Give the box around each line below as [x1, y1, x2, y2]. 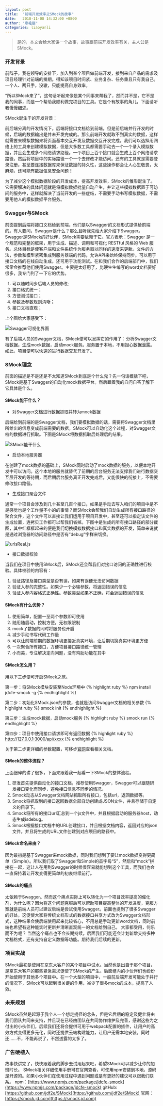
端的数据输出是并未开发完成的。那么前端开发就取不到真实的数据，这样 [17, 131, 158, 137]
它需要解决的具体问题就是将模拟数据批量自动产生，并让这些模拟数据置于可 [5, 184, 154, 190]
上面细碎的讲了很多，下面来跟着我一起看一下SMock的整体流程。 [5, 769, 134, 775]
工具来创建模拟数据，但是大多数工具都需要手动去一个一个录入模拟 [17, 144, 149, 149]
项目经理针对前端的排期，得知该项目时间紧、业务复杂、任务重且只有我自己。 [5, 76, 158, 82]
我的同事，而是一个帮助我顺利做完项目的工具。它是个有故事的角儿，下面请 [5, 99, 154, 105]
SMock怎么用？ [5, 662, 37, 668]
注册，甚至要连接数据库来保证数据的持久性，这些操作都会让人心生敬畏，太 [9, 162, 158, 168]
